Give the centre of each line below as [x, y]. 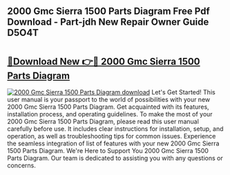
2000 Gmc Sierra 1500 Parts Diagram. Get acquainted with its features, [108, 107]
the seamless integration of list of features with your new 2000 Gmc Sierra [113, 143]
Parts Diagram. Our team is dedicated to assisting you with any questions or [115, 158]
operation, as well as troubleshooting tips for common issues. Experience [112, 136]
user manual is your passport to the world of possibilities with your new [109, 100]
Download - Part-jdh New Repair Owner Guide [108, 22]
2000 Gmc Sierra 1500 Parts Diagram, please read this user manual [103, 121]
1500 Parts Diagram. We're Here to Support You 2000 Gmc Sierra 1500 [108, 151]
